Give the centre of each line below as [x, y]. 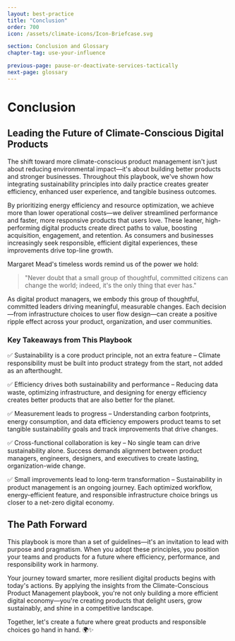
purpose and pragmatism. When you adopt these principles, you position [113, 549]
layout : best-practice [41, 14]
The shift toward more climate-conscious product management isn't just [112, 161]
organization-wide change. [47, 466]
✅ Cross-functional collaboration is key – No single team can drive [104, 443]
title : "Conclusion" [38, 21]
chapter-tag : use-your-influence [56, 53]
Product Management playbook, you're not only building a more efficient [113, 593]
